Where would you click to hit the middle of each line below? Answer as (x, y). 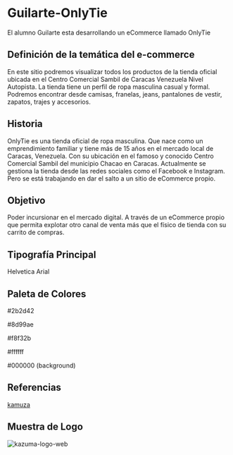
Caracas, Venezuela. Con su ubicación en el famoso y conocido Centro (111, 156)
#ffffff (16, 352)
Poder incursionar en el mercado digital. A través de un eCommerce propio (116, 217)
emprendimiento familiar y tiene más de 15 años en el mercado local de (110, 148)
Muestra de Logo (45, 427)
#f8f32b (19, 338)
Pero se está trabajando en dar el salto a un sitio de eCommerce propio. (112, 178)
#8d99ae (20, 324)
